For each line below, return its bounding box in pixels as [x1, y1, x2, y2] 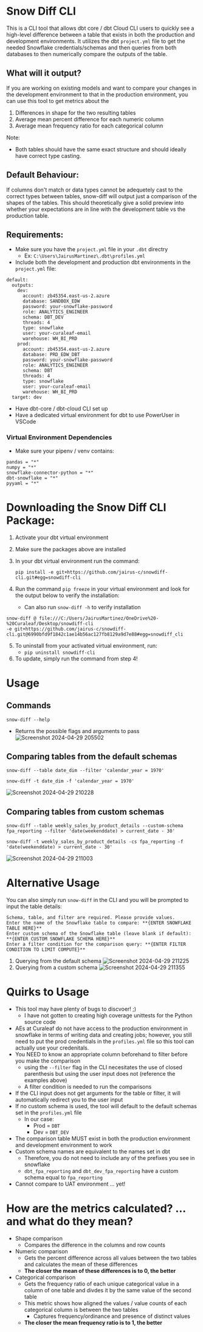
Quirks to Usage [6, 985, 89, 999]
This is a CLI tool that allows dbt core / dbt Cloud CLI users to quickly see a [6, 24, 194, 32]
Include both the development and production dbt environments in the [15, 259, 191, 266]
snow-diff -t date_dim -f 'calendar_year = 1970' [6, 778, 135, 784]
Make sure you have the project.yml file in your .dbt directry [15, 246, 168, 253]
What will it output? [6, 68, 82, 79]
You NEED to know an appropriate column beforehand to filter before [15, 1051, 188, 1058]
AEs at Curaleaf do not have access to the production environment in [15, 1025, 188, 1032]
